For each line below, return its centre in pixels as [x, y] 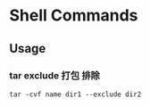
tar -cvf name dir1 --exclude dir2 [75, 94]
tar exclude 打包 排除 [55, 75]
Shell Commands [74, 16]
